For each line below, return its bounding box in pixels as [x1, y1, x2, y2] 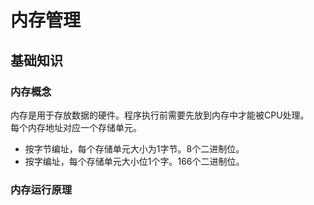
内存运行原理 [10, 182, 73, 196]
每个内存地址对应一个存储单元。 [10, 121, 142, 133]
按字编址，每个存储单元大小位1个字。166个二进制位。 [24, 155, 245, 167]
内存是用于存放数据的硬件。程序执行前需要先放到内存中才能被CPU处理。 [10, 109, 310, 121]
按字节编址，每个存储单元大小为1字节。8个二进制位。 [24, 142, 245, 155]
